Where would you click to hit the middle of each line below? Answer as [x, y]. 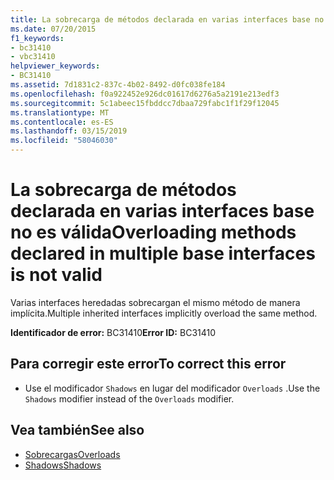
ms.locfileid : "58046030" [64, 141]
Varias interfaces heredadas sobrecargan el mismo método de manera [155, 302]
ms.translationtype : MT [60, 112]
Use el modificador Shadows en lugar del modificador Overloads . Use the [172, 388]
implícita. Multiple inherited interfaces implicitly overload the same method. [164, 313]
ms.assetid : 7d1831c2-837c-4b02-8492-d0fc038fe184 [118, 85]
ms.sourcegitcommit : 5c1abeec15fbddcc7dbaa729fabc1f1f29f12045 [145, 103]
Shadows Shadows [63, 465]
